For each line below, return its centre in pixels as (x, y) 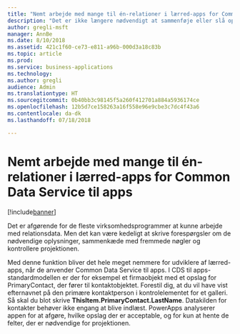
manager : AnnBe (30, 34)
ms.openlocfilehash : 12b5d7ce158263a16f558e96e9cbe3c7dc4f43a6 (104, 107)
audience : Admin (31, 87)
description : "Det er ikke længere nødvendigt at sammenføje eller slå (116, 21)
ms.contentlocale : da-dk (44, 113)
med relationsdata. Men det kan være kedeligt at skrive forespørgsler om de (119, 233)
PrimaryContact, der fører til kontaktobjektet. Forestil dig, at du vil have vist (118, 285)
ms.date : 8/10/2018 (36, 41)
